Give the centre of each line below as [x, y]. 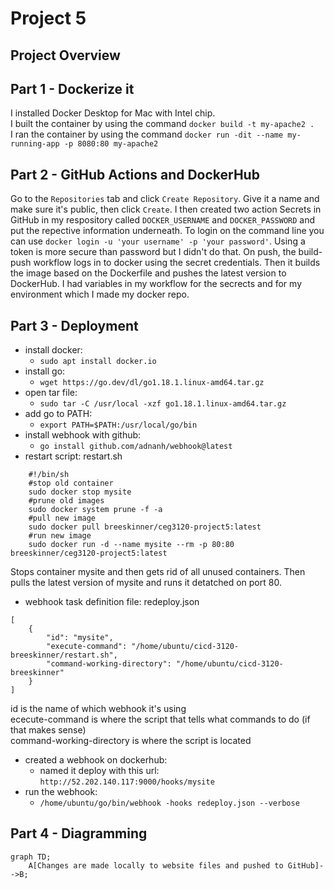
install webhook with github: [83, 435]
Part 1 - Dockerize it [72, 88]
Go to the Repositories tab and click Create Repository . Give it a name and [165, 199]
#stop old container [71, 483]
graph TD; [31, 857]
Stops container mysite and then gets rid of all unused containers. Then [158, 572]
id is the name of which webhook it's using [98, 709]
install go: [45, 371]
